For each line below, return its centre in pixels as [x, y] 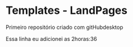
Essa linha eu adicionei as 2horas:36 [52, 39]
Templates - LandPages [67, 11]
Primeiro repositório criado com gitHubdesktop [65, 27]
